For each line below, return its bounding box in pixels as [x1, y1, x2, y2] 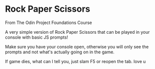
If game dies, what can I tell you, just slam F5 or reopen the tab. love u [5, 58, 146, 64]
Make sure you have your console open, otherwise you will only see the [5, 44, 149, 49]
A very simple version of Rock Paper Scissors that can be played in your [5, 29, 150, 35]
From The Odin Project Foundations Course [5, 20, 92, 25]
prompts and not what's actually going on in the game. [5, 49, 115, 55]
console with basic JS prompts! [5, 34, 68, 40]
